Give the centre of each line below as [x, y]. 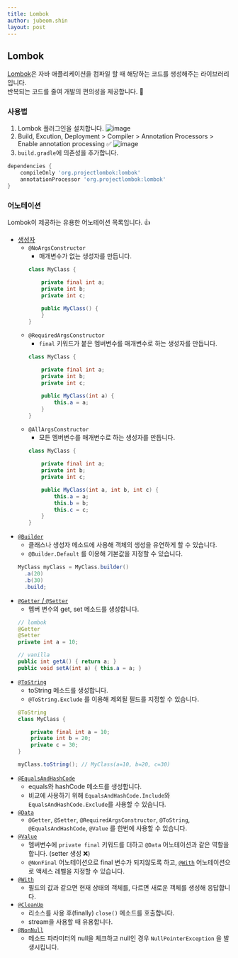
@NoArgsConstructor [57, 248]
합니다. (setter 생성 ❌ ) [59, 853]
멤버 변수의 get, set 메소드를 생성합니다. [84, 609]
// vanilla [34, 655]
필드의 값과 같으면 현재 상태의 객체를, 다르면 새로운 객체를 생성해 [117, 887]
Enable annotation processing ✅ [64, 144]
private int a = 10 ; [48, 642]
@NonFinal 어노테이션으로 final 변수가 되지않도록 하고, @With [111, 862]
